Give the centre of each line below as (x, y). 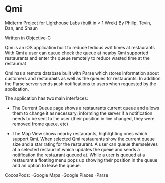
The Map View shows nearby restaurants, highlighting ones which (80, 133)
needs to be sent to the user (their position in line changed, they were (83, 118)
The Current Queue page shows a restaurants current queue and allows (86, 108)
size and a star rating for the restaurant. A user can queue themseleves (85, 144)
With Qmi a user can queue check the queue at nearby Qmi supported (77, 53)
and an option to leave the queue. (47, 165)
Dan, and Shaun (22, 28)
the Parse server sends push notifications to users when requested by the (81, 84)
